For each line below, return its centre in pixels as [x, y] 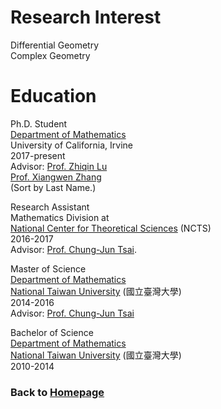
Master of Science [48, 268]
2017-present [38, 155]
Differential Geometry [55, 45]
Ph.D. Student [39, 123]
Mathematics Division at [60, 217]
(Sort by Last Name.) [53, 187]
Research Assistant [50, 207]
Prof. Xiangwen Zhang [56, 177]
